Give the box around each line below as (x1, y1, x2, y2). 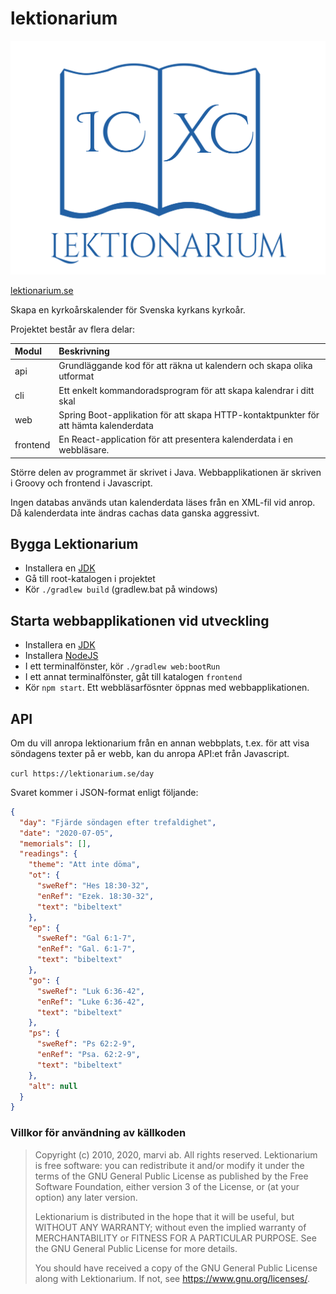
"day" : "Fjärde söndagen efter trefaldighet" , (19, 817, 217, 827)
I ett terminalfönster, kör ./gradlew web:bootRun (24, 660, 221, 672)
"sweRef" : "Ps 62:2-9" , (36, 1039, 137, 1049)
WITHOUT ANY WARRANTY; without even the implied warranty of (34, 1221, 307, 1233)
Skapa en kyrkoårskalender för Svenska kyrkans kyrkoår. (10, 303, 246, 316)
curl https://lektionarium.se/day (10, 768, 155, 779)
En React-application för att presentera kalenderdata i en (58, 433, 294, 445)
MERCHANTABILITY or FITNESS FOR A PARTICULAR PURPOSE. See (34, 1232, 317, 1244)
